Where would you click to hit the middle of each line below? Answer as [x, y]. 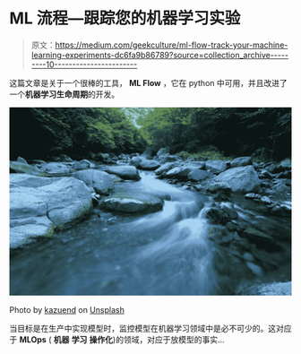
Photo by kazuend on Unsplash [67, 309]
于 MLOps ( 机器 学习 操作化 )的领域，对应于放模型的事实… [117, 339]
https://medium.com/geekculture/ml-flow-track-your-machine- [172, 45]
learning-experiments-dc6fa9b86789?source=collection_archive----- [160, 55]
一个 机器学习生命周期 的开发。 [64, 94]
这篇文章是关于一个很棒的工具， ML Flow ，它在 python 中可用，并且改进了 [149, 82]
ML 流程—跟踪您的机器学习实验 [125, 18]
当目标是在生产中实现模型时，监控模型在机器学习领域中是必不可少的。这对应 [150, 328]
